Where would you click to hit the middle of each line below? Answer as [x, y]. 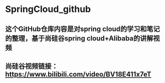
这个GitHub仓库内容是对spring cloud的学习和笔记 [83, 29]
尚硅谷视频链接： [32, 66]
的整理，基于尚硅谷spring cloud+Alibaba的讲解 [79, 38]
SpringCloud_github [48, 9]
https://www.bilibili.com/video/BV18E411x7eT [78, 74]
